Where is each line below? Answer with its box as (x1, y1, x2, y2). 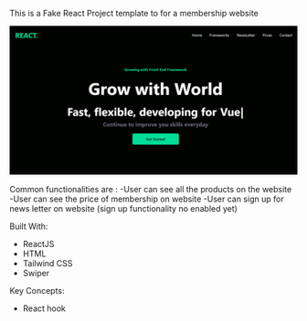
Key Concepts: (9, 285, 66, 295)
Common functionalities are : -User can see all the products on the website (9, 183, 292, 194)
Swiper (22, 267, 50, 278)
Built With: (9, 221, 48, 232)
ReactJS (22, 238, 55, 249)
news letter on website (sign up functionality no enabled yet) (9, 202, 238, 213)
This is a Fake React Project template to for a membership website (9, 8, 259, 18)
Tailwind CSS (22, 257, 73, 268)
